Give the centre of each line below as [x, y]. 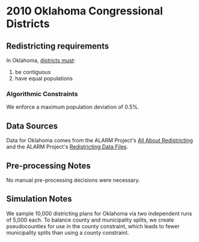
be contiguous [33, 72]
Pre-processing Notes [49, 165]
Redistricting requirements [58, 46]
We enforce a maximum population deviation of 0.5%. [73, 107]
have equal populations [44, 78]
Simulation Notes [39, 199]
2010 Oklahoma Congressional [85, 11]
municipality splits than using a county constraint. [68, 232]
